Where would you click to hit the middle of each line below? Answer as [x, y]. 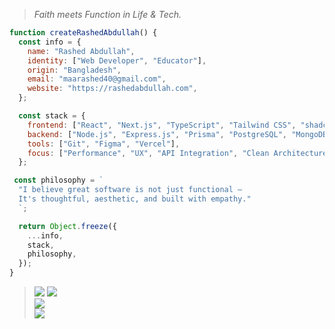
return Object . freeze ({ [67, 226]
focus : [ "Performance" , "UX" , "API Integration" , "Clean [148, 153]
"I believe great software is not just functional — [130, 190]
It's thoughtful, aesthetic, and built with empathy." [135, 199]
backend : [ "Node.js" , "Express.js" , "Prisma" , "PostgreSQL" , [157, 134]
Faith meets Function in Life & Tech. [107, 14]
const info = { [50, 42]
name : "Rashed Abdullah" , [81, 51]
